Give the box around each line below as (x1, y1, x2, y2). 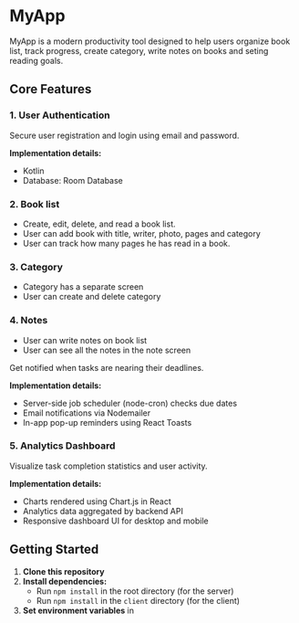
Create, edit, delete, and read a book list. (22, 218, 176, 229)
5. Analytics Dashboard (9, 439, 116, 452)
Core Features (9, 81, 92, 97)
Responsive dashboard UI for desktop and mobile (22, 515, 209, 526)
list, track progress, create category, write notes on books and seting (9, 45, 269, 56)
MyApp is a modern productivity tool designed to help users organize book (9, 36, 291, 47)
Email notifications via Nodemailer (22, 407, 151, 418)
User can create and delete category (22, 291, 161, 302)
